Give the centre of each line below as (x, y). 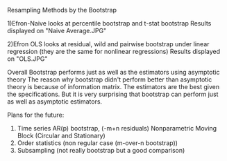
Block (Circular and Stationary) (61, 135)
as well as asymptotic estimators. (55, 102)
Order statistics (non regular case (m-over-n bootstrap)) (98, 143)
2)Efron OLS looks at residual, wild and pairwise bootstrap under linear (108, 44)
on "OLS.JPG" (27, 59)
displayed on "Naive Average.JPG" (57, 31)
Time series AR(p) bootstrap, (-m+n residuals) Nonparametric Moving (117, 128)
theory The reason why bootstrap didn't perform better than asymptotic (110, 79)
